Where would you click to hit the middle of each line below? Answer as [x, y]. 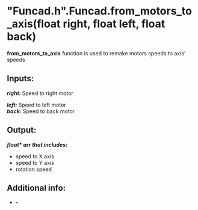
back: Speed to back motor [41, 111]
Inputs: [20, 79]
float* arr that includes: [37, 144]
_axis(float [34, 24]
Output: [22, 130]
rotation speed [34, 169]
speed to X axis [35, 156]
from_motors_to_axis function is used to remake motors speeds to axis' [96, 53]
